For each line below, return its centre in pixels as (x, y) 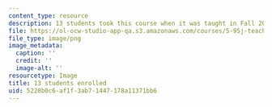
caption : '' (36, 53)
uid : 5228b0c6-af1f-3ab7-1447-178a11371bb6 (83, 91)
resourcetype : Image (43, 76)
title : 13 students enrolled (57, 83)
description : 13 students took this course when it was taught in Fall (132, 23)
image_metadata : (36, 46)
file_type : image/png (45, 38)
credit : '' (34, 61)
